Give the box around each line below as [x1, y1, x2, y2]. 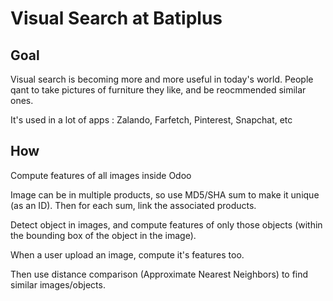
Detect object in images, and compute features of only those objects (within [10, 218, 323, 231]
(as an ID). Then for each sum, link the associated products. [10, 199, 257, 211]
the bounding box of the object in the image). [10, 229, 197, 241]
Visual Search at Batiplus [10, 7, 223, 30]
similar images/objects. [10, 278, 106, 291]
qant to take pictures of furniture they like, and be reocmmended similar [10, 84, 307, 96]
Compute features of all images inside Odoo [10, 169, 192, 181]
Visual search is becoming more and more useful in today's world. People [10, 73, 314, 85]
